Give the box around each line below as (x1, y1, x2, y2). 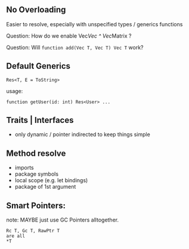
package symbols (14, 170, 58, 178)
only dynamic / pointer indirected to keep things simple (14, 131, 150, 138)
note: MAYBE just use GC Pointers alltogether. (6, 216, 119, 223)
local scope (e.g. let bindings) (14, 177, 88, 184)
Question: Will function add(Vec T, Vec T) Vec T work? (6, 44, 144, 51)
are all (6, 233, 26, 239)
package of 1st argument (14, 183, 76, 190)
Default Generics (6, 61, 70, 71)
